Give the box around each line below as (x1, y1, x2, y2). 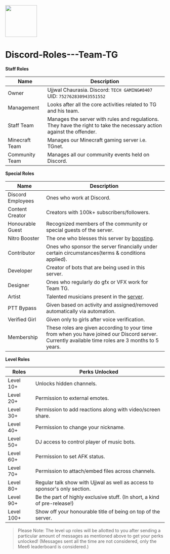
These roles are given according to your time (46, 324, 153, 331)
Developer (8, 267, 33, 274)
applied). (46, 256, 67, 263)
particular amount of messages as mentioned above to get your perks (17, 533, 163, 539)
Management (8, 104, 39, 111)
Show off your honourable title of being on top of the (35, 508, 160, 515)
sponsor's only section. (35, 485, 91, 492)
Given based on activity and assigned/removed (46, 301, 158, 308)
